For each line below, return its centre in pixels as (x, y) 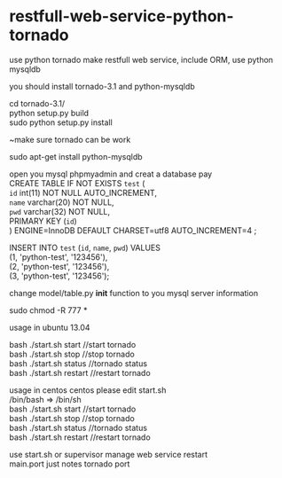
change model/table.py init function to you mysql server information (134, 293)
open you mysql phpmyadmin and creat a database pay (111, 174)
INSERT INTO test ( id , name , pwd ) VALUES (85, 247)
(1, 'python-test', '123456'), (59, 257)
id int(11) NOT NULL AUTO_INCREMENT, (83, 192)
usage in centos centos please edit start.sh (88, 390)
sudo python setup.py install (61, 122)
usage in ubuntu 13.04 (50, 327)
